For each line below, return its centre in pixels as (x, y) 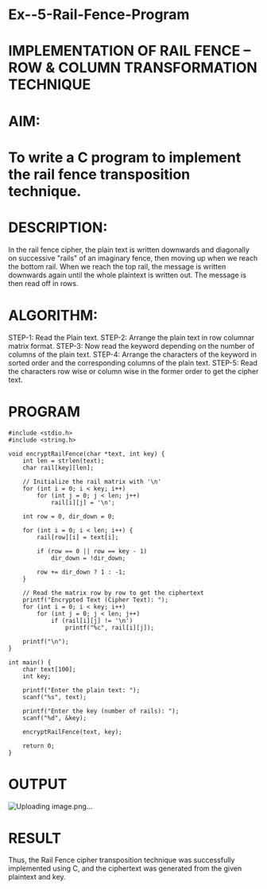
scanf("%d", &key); (55, 718)
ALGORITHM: (53, 315)
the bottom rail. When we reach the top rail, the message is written (117, 266)
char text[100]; (50, 669)
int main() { (30, 662)
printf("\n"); (46, 641)
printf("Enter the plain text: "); (81, 690)
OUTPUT (38, 784)
